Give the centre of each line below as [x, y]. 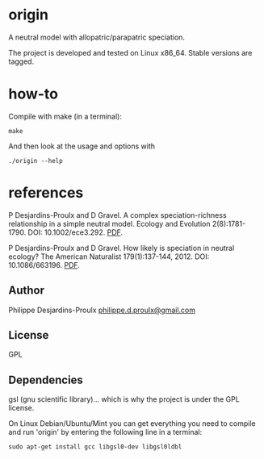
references [46, 193]
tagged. [21, 61]
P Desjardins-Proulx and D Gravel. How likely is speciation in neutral [122, 248]
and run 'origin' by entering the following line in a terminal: [105, 432]
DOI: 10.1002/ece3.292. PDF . [75, 232]
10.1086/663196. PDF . [44, 265]
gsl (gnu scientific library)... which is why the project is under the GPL [124, 399]
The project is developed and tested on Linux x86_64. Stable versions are [130, 52]
